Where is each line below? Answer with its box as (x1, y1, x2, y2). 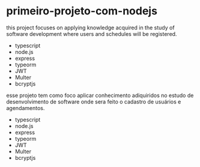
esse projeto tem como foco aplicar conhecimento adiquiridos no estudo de (6, 92, 194, 99)
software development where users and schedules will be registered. (6, 30, 177, 37)
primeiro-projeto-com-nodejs (6, 4, 158, 18)
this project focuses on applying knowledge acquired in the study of (6, 24, 175, 31)
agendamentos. (6, 104, 45, 111)
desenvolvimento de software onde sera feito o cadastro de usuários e (6, 98, 181, 105)
